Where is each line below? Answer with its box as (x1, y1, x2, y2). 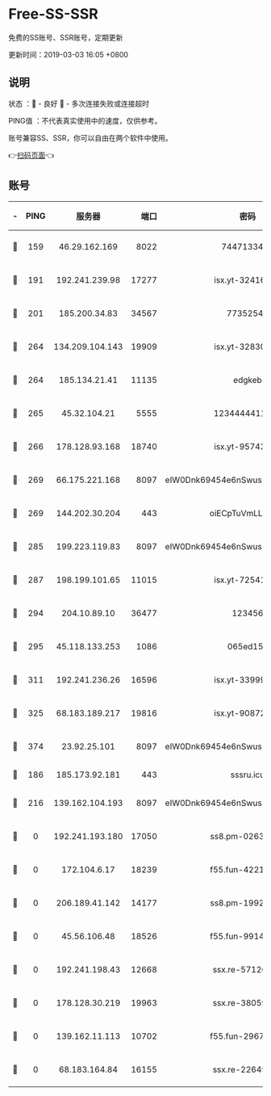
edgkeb (233, 374, 262, 385)
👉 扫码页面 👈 (8, 150, 55, 160)
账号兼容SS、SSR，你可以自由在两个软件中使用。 (8, 132, 173, 142)
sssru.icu (230, 769, 265, 780)
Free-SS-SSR (8, 5, 98, 23)
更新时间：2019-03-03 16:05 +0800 (8, 49, 129, 59)
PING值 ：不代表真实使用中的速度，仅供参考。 (8, 115, 162, 125)
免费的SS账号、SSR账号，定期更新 (8, 32, 123, 42)
